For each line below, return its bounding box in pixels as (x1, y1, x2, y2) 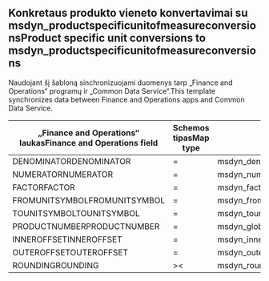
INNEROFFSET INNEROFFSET (12, 234, 122, 245)
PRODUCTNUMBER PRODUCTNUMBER (12, 220, 160, 231)
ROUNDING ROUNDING (12, 259, 99, 271)
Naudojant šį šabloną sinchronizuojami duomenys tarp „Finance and (8, 78, 233, 87)
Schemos (172, 122, 210, 133)
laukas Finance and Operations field (19, 137, 159, 148)
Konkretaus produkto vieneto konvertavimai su (8, 6, 248, 20)
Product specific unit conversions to (20, 31, 207, 45)
